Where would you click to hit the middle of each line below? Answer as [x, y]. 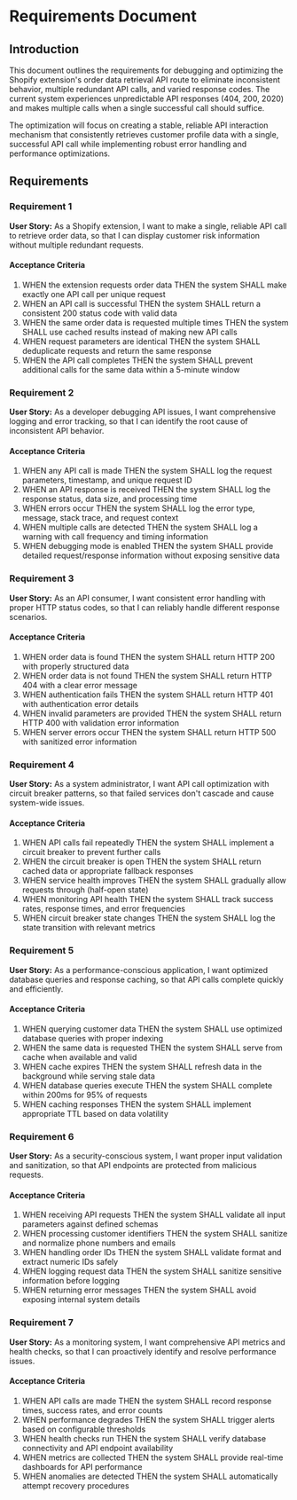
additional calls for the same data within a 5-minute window [131, 369]
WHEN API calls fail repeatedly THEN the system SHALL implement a [148, 843]
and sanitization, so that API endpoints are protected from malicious [133, 1166]
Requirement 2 [42, 392]
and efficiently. [36, 989]
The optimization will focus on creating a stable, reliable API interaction [139, 125]
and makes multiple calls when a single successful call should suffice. [137, 108]
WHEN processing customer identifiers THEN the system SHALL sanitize [155, 1234]
